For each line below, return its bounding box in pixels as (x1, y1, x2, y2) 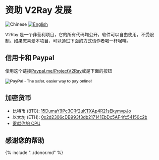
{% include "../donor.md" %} (5, 150, 63, 156)
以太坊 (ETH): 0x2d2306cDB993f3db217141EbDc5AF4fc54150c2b (12, 114, 148, 120)
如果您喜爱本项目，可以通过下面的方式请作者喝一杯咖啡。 (13, 38, 131, 44)
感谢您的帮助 (5, 136, 45, 145)
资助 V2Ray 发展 (5, 4, 72, 16)
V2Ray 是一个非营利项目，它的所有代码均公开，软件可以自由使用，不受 (5, 31, 150, 37)
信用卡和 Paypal (5, 54, 54, 62)
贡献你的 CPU (12, 120, 41, 126)
